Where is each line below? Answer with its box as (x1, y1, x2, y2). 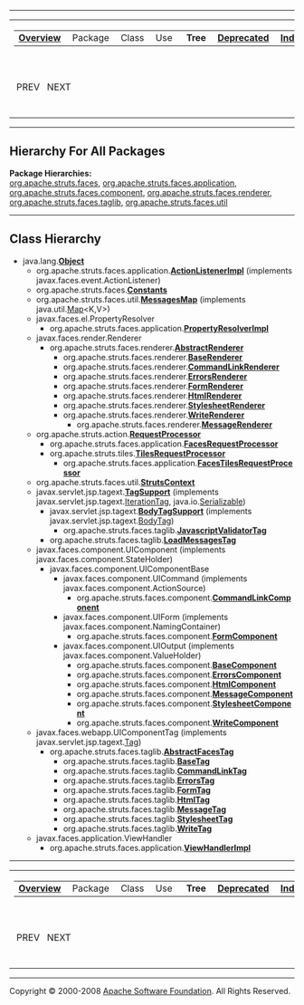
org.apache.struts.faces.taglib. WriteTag (62, 823, 213, 834)
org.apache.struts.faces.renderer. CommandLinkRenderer (62, 361, 280, 372)
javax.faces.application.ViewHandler (35, 832, 173, 843)
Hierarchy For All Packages (9, 144, 166, 159)
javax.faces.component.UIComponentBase (49, 563, 210, 574)
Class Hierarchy (9, 232, 102, 247)
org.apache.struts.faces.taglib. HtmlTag (62, 794, 211, 805)
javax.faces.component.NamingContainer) (62, 621, 222, 632)
